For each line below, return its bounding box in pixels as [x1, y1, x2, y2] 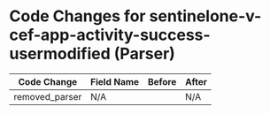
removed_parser [13, 90, 82, 103]
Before [147, 75, 177, 87]
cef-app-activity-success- [9, 25, 211, 45]
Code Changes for [9, 6, 146, 27]
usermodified [9, 44, 111, 64]
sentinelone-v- [149, 6, 262, 27]
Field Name [89, 75, 140, 87]
